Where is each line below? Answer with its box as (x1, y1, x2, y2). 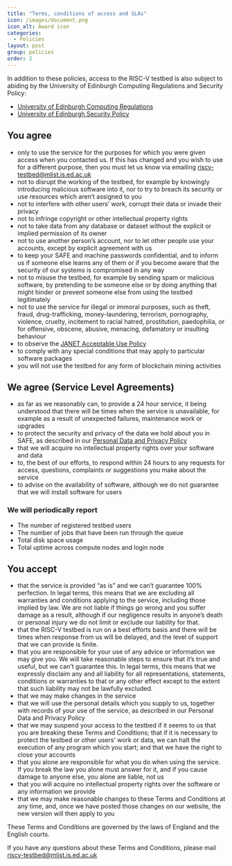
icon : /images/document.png (7, 17, 89, 24)
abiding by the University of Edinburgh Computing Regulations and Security (7, 81, 224, 90)
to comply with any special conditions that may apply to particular (17, 347, 206, 355)
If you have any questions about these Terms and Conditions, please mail (7, 844, 217, 852)
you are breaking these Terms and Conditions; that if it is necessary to (17, 728, 218, 737)
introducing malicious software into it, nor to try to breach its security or (17, 185, 223, 193)
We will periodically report (7, 505, 98, 515)
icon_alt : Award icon (7, 23, 70, 30)
